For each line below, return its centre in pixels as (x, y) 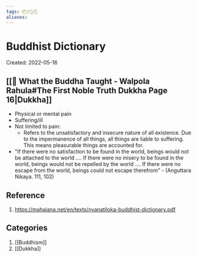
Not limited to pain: (37, 126)
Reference (26, 195)
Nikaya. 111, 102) (34, 177)
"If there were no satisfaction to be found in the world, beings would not (102, 152)
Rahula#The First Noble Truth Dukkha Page (87, 90)
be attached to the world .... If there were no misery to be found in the (99, 158)
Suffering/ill (29, 120)
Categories (27, 228)
